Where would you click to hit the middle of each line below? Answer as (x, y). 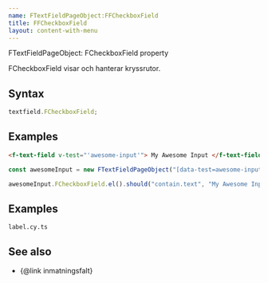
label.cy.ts (28, 227)
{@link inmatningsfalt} (56, 271)
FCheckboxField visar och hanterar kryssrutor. (85, 69)
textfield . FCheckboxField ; (53, 112)
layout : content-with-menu (53, 30)
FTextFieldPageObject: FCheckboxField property (89, 53)
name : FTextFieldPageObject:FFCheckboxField (83, 16)
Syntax (26, 94)
